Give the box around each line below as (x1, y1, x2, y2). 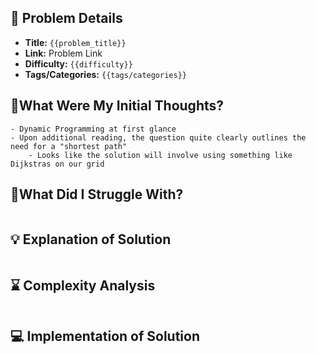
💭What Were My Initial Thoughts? (10, 97, 225, 115)
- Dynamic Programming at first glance (10, 124, 177, 134)
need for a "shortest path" (10, 141, 128, 151)
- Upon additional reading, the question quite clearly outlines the (10, 132, 307, 143)
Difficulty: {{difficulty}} (24, 57, 133, 70)
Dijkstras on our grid (10, 159, 105, 169)
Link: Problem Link (24, 47, 103, 59)
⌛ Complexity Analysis (10, 277, 156, 294)
